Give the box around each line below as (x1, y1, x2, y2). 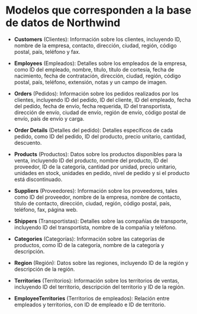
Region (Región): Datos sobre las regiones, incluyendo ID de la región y (14, 259, 189, 266)
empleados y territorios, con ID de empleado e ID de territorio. (14, 301, 166, 308)
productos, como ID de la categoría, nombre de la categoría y (14, 241, 164, 248)
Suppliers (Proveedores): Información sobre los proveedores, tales (14, 187, 178, 194)
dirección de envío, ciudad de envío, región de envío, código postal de (14, 109, 186, 116)
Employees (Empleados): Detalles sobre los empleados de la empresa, (14, 60, 187, 67)
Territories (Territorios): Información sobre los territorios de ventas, (14, 277, 180, 284)
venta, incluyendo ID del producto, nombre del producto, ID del (14, 157, 168, 164)
